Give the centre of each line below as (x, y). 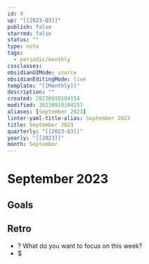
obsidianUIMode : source (42, 72)
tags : (15, 53)
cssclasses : (25, 66)
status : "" (23, 40)
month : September (33, 145)
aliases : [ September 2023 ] (47, 112)
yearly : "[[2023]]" (36, 138)
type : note (23, 46)
